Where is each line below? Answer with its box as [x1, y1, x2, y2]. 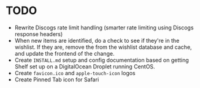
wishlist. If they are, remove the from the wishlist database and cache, [14, 43, 192, 51]
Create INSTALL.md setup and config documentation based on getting [14, 56, 190, 64]
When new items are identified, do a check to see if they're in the [14, 37, 180, 44]
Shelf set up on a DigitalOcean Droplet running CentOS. [14, 62, 155, 70]
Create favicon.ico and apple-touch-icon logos [14, 69, 136, 76]
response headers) [14, 30, 63, 37]
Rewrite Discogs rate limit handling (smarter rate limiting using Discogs [14, 24, 194, 31]
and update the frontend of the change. [14, 50, 115, 57]
